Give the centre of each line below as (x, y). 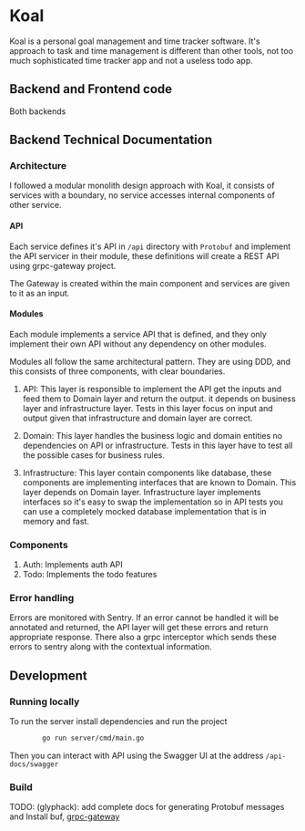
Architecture (38, 166)
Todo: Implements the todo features (90, 575)
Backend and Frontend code (91, 89)
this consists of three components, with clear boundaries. (117, 371)
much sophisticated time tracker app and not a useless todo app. (131, 60)
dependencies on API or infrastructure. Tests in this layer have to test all (158, 445)
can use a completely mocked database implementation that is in (144, 511)
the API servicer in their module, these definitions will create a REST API (144, 255)
